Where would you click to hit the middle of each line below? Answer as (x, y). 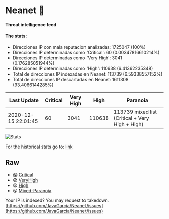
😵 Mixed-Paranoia (32, 190)
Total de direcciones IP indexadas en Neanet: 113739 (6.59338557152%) (88, 74)
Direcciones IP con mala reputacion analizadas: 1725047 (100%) (79, 47)
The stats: (16, 36)
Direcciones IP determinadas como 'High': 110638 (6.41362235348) (83, 68)
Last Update (24, 100)
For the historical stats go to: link (39, 147)
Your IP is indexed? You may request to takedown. (57, 200)
